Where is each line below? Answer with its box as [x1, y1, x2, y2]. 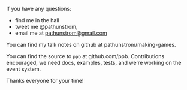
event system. [6, 65, 41, 73]
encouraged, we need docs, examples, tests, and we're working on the [6, 59, 182, 66]
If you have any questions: [6, 5, 71, 12]
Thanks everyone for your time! [6, 77, 84, 84]
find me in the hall [14, 17, 59, 23]
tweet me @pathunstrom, [14, 23, 78, 30]
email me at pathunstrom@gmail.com [14, 29, 107, 37]
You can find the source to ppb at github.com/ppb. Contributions [6, 53, 165, 59]
